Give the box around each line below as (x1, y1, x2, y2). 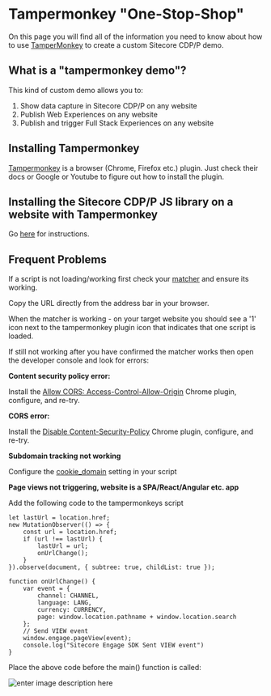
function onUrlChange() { (8, 578, 95, 586)
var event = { (23, 584, 70, 593)
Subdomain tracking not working (8, 451, 121, 461)
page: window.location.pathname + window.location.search (37, 613, 237, 622)
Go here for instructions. (8, 229, 90, 239)
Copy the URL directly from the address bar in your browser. (8, 299, 210, 308)
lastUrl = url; (37, 542, 89, 550)
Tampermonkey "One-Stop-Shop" (8, 5, 244, 23)
